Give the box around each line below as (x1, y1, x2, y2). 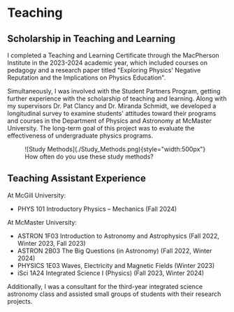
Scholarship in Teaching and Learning (7, 33, 176, 45)
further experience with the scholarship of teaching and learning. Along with (7, 94, 227, 103)
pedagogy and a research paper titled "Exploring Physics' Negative (7, 66, 201, 74)
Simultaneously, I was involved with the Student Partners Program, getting (7, 87, 221, 95)
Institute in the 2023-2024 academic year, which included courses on (7, 59, 208, 67)
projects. (7, 297, 33, 305)
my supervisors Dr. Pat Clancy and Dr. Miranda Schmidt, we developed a (7, 102, 217, 110)
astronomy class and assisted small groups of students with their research (7, 290, 221, 298)
